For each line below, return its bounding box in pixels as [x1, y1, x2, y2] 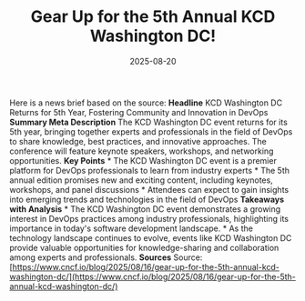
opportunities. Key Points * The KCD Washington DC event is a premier [9, 155, 278, 166]
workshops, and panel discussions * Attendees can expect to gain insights [9, 184, 290, 195]
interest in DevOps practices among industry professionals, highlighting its [9, 213, 290, 224]
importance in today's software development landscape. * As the [9, 223, 253, 234]
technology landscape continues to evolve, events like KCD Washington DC [9, 232, 292, 243]
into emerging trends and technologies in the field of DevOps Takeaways [9, 194, 285, 205]
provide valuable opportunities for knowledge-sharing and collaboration [9, 242, 280, 253]
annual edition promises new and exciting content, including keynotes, [9, 175, 273, 186]
